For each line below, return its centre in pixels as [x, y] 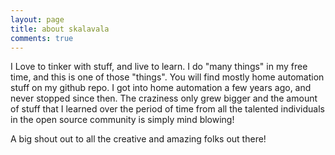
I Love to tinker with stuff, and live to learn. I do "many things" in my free [159, 67]
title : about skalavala [60, 29]
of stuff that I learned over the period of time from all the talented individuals [167, 109]
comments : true [42, 38]
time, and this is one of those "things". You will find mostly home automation [167, 77]
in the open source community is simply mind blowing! [122, 120]
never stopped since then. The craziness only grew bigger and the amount [164, 98]
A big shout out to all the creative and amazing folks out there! [138, 139]
